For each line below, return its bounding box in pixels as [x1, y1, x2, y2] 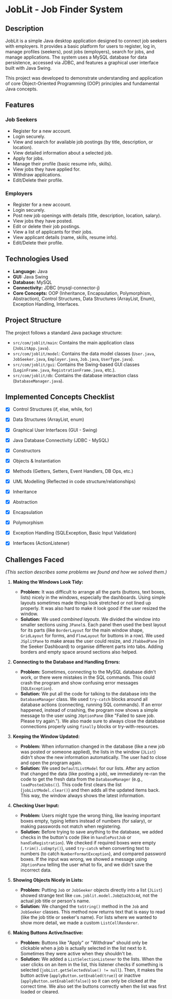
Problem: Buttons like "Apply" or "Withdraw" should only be [20, 939, 148, 946]
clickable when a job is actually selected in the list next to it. [20, 945, 147, 951]
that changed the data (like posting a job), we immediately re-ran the [20, 771, 166, 777]
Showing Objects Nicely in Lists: [12, 877, 84, 883]
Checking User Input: [12, 803, 60, 809]
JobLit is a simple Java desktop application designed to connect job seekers [5, 38, 167, 44]
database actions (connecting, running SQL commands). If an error [20, 701, 163, 708]
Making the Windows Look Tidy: [12, 579, 84, 585]
